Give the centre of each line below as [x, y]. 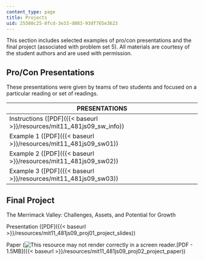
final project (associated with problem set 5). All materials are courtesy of [98, 47]
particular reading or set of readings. [52, 93]
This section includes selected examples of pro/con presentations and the [99, 41]
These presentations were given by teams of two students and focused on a [102, 87]
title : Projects [27, 18]
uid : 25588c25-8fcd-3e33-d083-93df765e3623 [62, 23]
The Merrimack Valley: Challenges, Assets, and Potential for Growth [91, 215]
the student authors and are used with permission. [69, 53]
